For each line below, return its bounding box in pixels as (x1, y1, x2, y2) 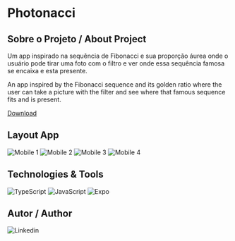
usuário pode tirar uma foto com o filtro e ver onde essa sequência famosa (7, 59, 225, 68)
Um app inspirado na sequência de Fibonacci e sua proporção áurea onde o (7, 51, 229, 60)
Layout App (7, 129, 59, 142)
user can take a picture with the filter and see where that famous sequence (7, 88, 226, 96)
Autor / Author (7, 208, 73, 220)
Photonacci (7, 5, 76, 21)
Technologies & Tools (7, 168, 104, 180)
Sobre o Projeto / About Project (7, 33, 147, 45)
